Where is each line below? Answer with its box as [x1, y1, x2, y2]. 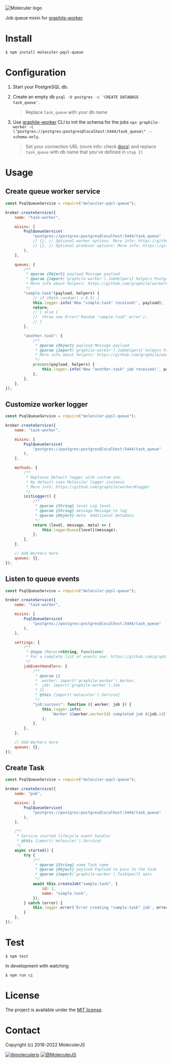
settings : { [14, 640, 40, 645]
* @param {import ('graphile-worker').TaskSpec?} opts [35, 872, 153, 877]
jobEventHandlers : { [24, 664, 68, 669]
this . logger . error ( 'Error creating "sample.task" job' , [32, 905, 155, 911]
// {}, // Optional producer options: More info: [32, 243, 141, 248]
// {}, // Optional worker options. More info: [32, 239, 137, 244]
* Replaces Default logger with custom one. [26, 475, 123, 480]
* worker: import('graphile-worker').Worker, [35, 678, 137, 683]
